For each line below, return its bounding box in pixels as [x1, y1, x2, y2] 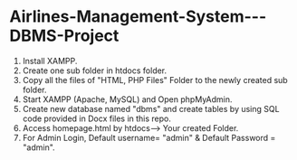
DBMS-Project [9, 25, 120, 46]
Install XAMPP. [22, 55, 78, 66]
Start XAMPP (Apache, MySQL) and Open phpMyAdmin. [22, 93, 233, 105]
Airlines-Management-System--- [9, 6, 267, 27]
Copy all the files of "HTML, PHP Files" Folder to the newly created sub [22, 74, 288, 85]
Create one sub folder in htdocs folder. [22, 65, 168, 76]
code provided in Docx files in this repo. [22, 113, 172, 124]
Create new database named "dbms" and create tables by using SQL [22, 103, 280, 114]
